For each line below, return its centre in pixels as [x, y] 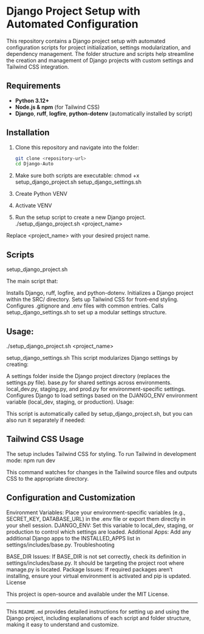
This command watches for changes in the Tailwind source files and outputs [102, 472]
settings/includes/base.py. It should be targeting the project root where [95, 563]
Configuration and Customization [71, 498]
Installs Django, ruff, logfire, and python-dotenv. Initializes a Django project [100, 293]
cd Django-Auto [34, 164]
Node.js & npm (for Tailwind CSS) [57, 107]
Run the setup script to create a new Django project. [80, 218]
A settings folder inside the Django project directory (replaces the [88, 376]
